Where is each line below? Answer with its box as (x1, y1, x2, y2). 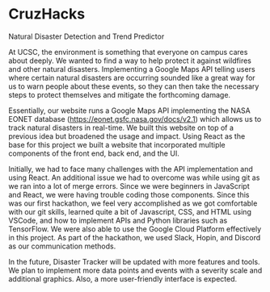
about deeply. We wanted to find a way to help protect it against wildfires (8, 56, 252, 65)
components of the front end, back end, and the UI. (8, 148, 179, 158)
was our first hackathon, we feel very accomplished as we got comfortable (8, 198, 258, 208)
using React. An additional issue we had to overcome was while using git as (8, 173, 260, 182)
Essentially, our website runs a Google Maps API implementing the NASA (8, 106, 251, 115)
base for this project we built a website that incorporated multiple (8, 140, 226, 149)
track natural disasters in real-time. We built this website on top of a (8, 123, 234, 132)
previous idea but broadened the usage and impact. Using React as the (8, 131, 246, 141)
